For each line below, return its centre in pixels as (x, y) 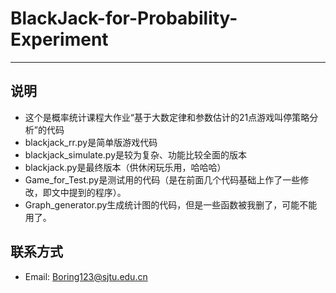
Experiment (59, 39)
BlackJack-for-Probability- (124, 18)
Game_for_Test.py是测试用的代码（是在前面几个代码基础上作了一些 (162, 179)
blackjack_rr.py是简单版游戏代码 (91, 142)
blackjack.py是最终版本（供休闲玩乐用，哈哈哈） (125, 167)
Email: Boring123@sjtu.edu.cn (86, 276)
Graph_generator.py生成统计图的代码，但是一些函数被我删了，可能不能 (171, 204)
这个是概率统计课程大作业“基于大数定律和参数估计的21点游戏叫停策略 (167, 117)
